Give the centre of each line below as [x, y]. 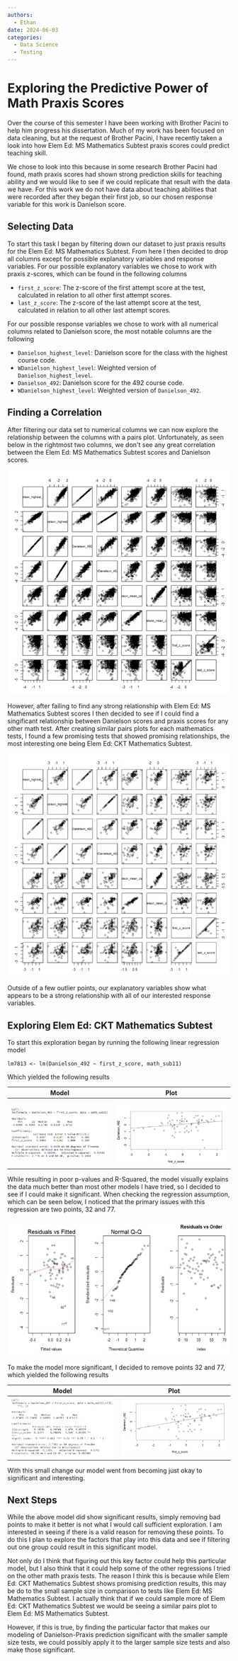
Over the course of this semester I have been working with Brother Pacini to [118, 123]
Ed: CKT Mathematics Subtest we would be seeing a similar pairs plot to [112, 1606]
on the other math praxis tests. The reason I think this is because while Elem [119, 1576]
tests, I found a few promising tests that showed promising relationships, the [119, 736]
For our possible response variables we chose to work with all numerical [113, 324]
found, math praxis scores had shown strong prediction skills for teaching [115, 174]
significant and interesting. [46, 1478]
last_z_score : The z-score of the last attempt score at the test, [109, 302]
